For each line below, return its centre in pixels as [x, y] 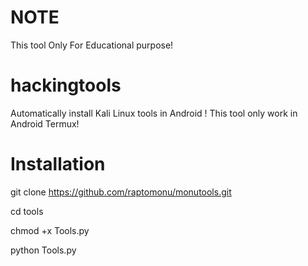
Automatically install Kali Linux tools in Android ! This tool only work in [154, 113]
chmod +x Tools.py [50, 230]
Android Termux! [45, 123]
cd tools [27, 211]
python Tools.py [43, 250]
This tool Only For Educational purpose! [92, 45]
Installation [58, 164]
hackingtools [66, 85]
